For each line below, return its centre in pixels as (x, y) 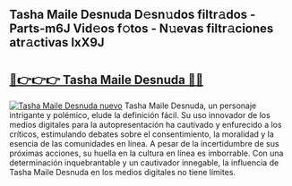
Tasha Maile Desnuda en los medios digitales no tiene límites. (122, 172)
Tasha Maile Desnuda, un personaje (190, 106)
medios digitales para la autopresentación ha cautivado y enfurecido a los (146, 125)
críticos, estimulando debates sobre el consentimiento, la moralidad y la (142, 134)
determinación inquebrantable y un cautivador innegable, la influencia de (144, 163)
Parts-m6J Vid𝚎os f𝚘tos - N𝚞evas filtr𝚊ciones (142, 29)
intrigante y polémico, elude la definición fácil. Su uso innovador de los (140, 115)
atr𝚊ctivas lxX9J (57, 42)
